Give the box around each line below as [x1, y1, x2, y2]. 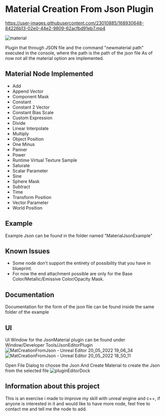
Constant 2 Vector [12, 104, 50, 110]
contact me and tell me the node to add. [5, 406, 87, 412]
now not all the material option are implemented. [5, 55, 104, 61]
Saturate [12, 162, 30, 168]
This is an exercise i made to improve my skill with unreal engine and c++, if [5, 395, 161, 401]
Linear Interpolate [12, 125, 49, 131]
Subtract [12, 184, 30, 190]
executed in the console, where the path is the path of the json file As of [5, 50, 153, 56]
